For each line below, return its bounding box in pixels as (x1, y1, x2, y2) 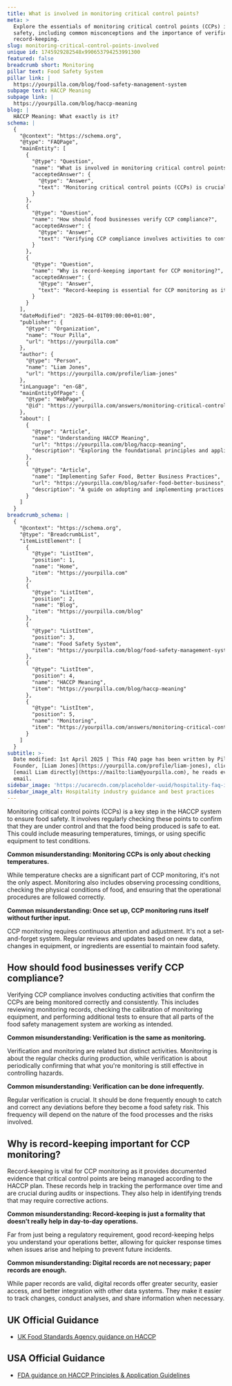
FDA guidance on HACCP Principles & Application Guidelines (17, 1371, 191, 1379)
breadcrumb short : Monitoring (7, 62, 95, 68)
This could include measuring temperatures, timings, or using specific (7, 829, 206, 838)
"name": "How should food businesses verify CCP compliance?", (32, 216, 217, 223)
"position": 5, (32, 711, 76, 718)
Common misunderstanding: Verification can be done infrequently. (7, 1082, 204, 1091)
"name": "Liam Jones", (25, 364, 91, 371)
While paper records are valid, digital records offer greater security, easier (7, 1279, 219, 1288)
